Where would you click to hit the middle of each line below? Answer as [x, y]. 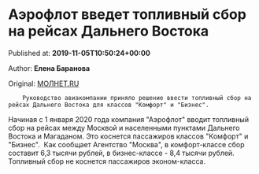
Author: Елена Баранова [49, 68]
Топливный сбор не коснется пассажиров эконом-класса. [107, 161]
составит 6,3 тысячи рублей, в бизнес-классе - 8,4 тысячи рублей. [121, 153]
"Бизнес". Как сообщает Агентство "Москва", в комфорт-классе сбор [126, 144]
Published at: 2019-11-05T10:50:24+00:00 [80, 53]
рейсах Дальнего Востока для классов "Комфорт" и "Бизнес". [109, 105]
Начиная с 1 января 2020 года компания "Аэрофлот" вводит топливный [129, 119]
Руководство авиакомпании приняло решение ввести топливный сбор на [137, 98]
